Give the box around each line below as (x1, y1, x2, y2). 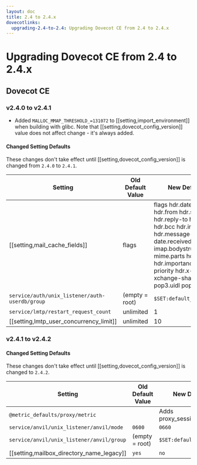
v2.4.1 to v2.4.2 (6, 335, 52, 343)
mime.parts (154, 252, 185, 260)
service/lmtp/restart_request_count (9, 309, 111, 315)
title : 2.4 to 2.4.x (6, 14, 57, 20)
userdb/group (9, 298, 46, 305)
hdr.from (154, 208, 178, 216)
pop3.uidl (154, 281, 180, 289)
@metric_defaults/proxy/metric (9, 412, 97, 419)
